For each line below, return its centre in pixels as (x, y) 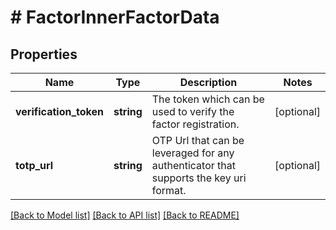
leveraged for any (193, 153)
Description (208, 82)
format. (169, 190)
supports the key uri (199, 178)
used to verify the (193, 111)
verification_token (59, 111)
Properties (44, 54)
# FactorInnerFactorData (115, 17)
